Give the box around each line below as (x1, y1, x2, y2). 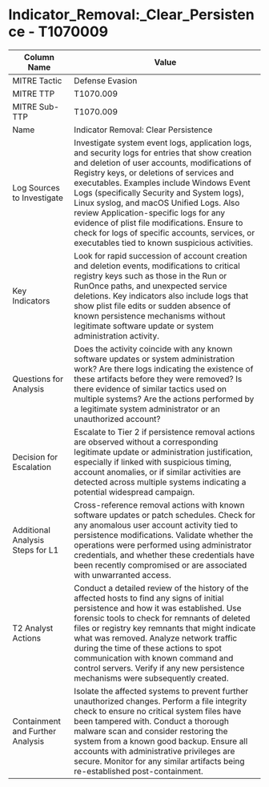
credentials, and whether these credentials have (74, 549, 255, 560)
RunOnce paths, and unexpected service (74, 280, 227, 291)
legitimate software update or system (74, 320, 215, 331)
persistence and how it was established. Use (74, 602, 242, 613)
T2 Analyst (12, 622, 54, 633)
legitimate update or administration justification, (74, 446, 254, 457)
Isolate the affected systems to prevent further (74, 685, 249, 697)
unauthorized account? (74, 413, 162, 424)
